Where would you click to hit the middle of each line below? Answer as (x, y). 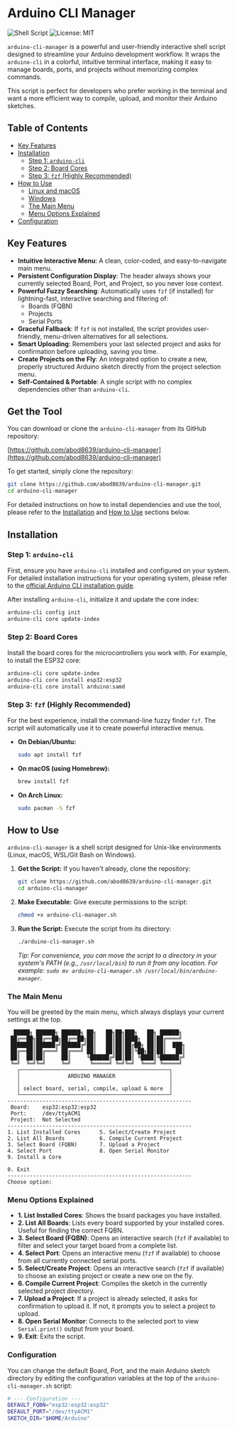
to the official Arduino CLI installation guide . (71, 585)
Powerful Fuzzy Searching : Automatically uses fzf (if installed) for (116, 290)
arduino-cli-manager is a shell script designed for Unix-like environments (114, 847)
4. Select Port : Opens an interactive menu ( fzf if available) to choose (119, 1253)
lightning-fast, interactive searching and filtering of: (93, 298)
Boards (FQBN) (50, 306)
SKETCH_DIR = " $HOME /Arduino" (49, 1418)
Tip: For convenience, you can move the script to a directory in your (117, 955)
